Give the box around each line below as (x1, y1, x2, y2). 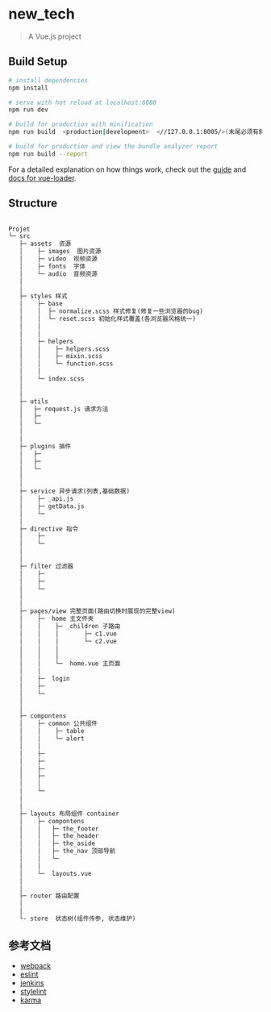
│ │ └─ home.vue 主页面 (19, 660, 121, 668)
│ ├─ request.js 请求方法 (19, 405, 109, 413)
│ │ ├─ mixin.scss (19, 352, 103, 360)
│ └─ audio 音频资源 (19, 269, 98, 278)
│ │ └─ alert (19, 735, 85, 743)
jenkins (19, 977, 44, 988)
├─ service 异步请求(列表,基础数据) (19, 487, 131, 496)
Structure (8, 197, 58, 210)
